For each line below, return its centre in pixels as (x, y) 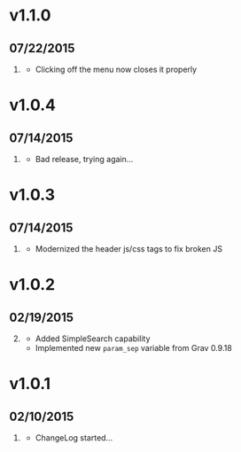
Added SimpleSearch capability (93, 339)
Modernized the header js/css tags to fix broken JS (129, 249)
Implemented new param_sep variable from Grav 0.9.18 (133, 348)
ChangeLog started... (74, 438)
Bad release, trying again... (84, 159)
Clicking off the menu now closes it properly (116, 69)
